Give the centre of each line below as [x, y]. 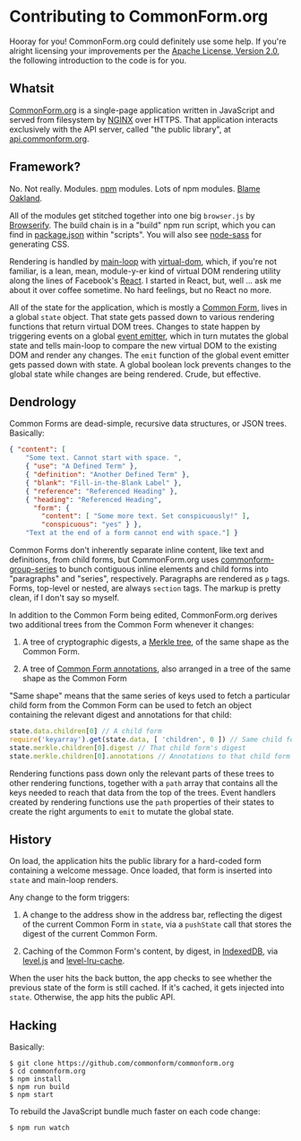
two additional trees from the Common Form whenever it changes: [132, 624]
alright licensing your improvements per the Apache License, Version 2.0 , [145, 50]
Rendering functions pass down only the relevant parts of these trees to [142, 774]
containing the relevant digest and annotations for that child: [120, 715]
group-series [34, 569]
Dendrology [43, 402]
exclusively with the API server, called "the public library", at [120, 129]
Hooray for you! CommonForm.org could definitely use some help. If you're [148, 41]
